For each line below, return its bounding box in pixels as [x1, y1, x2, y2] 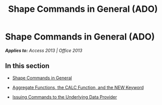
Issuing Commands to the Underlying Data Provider [12, 94, 117, 100]
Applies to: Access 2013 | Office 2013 [5, 47, 82, 53]
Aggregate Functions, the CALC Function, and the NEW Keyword [12, 84, 144, 90]
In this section [5, 62, 50, 70]
